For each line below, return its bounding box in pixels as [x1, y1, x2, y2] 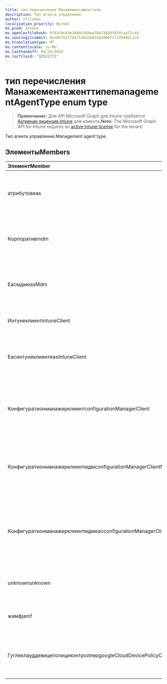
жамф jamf [7, 613, 32, 620]
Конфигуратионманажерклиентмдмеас [7, 528, 104, 535]
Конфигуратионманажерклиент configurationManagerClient [7, 405, 150, 412]
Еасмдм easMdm [7, 281, 48, 288]
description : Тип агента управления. [5, 12, 83, 17]
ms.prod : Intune [5, 26, 39, 31]
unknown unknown [7, 580, 51, 587]
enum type [62, 96, 108, 108]
